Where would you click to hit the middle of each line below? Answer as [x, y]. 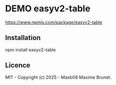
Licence [18, 65]
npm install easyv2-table [31, 49]
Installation [23, 38]
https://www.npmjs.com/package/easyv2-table [54, 22]
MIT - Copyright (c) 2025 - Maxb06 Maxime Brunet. [58, 77]
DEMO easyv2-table [48, 9]
